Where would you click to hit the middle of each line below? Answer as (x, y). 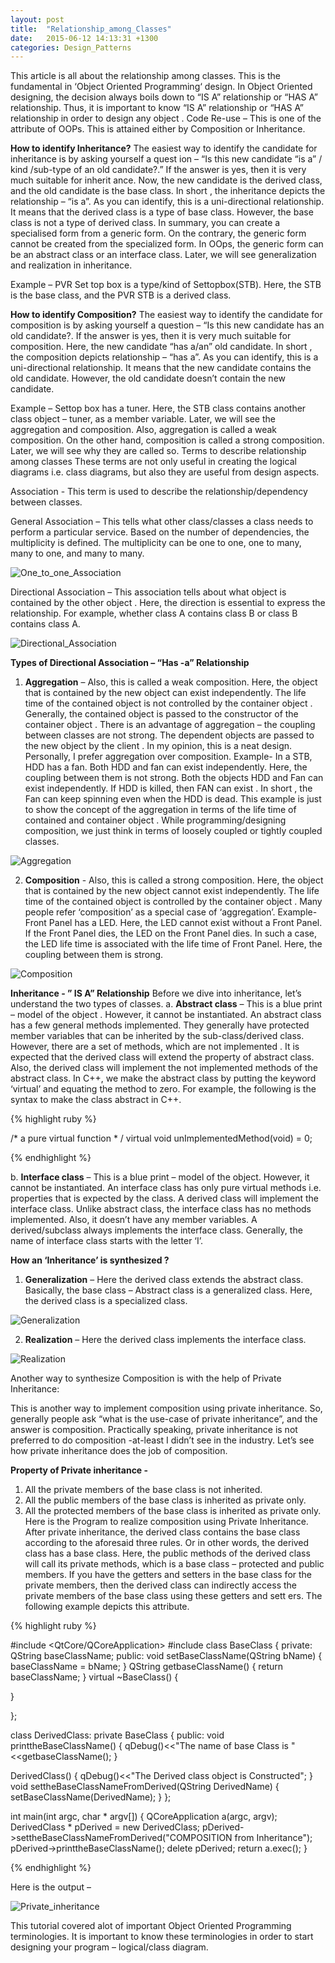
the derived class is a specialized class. (106, 1301)
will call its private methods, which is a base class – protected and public (174, 1564)
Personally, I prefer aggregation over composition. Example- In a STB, (168, 757)
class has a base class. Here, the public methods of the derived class (167, 1553)
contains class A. (45, 624)
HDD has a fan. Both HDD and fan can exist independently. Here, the (166, 767)
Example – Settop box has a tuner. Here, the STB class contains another (158, 408)
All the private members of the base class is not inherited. (143, 1490)
